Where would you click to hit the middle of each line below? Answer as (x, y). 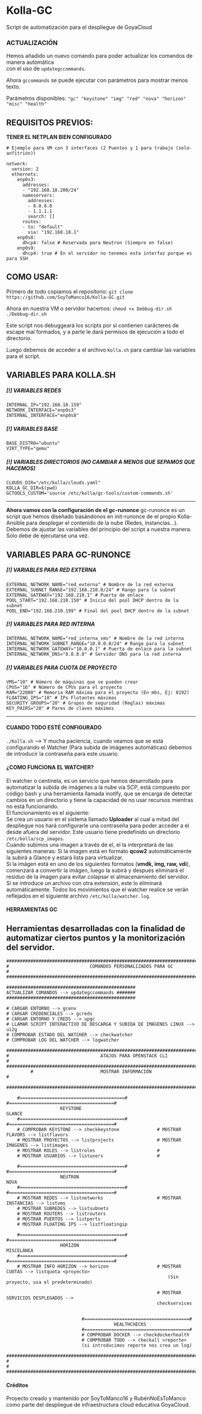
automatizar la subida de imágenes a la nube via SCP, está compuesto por (98, 787)
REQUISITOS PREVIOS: (50, 122)
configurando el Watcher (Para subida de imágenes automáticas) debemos (99, 747)
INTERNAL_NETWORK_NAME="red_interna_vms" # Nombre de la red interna (95, 638)
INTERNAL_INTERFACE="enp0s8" (43, 416)
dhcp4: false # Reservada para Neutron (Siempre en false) (97, 243)
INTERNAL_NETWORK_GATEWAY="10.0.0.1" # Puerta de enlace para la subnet (99, 649)
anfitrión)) (21, 153)
